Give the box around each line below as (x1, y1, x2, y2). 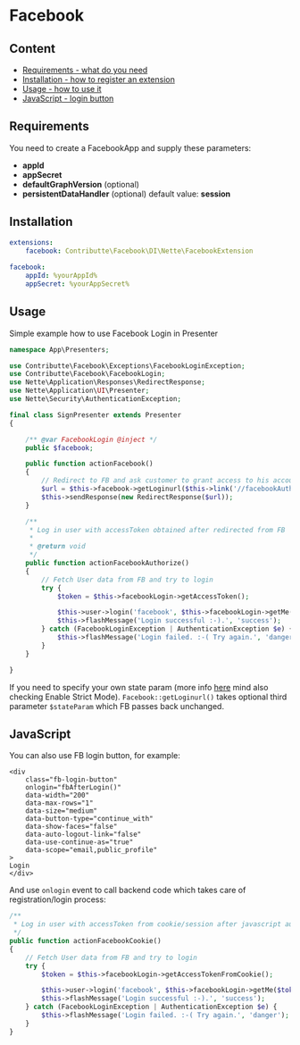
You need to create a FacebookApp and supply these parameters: (9, 142, 252, 153)
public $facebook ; (25, 443, 94, 452)
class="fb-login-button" (25, 775, 118, 784)
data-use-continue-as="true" (25, 838, 134, 847)
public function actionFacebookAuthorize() (25, 559, 190, 568)
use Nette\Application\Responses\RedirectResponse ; (9, 378, 205, 387)
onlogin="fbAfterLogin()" (25, 783, 122, 792)
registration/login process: (9, 894, 106, 905)
